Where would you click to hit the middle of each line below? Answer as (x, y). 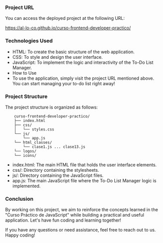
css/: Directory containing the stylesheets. (56, 170)
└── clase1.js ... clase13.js (54, 147)
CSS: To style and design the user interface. (57, 57)
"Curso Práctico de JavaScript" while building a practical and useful (75, 215)
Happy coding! (20, 235)
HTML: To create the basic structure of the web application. (74, 52)
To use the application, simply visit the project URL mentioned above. (83, 78)
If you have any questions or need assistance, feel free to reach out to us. (81, 230)
